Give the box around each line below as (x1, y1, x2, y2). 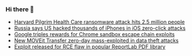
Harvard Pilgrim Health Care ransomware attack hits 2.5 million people (14, 19, 185, 26)
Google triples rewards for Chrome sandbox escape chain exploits (14, 31, 175, 38)
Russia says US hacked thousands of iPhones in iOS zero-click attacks (14, 24, 186, 32)
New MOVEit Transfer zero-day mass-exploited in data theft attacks (14, 37, 179, 44)
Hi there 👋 (5, 5, 35, 13)
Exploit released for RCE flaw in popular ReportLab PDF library (14, 43, 165, 50)
